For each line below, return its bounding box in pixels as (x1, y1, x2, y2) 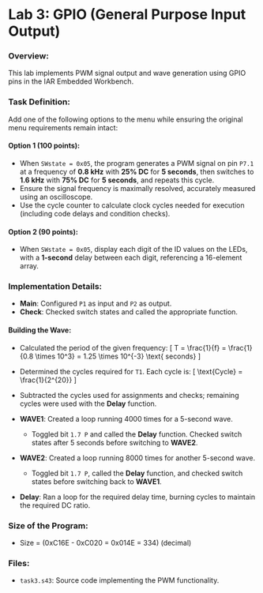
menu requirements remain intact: (8, 122, 118, 132)
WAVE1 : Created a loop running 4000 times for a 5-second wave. (19, 414, 233, 423)
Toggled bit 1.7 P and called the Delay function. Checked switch (31, 429, 242, 439)
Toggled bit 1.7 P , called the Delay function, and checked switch (31, 468, 243, 478)
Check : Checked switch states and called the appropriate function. (19, 307, 239, 317)
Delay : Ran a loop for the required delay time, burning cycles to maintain (19, 492, 255, 501)
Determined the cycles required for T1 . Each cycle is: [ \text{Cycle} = (19, 366, 243, 376)
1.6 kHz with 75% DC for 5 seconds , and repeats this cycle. (19, 175, 215, 185)
